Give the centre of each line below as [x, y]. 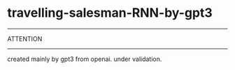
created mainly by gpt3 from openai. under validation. [85, 59]
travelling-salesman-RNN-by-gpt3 [110, 13]
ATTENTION [25, 38]
